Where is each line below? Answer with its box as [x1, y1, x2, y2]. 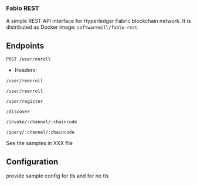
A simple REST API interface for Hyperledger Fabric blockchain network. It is [6, 18, 191, 25]
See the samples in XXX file [6, 140, 73, 147]
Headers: [14, 66, 37, 74]
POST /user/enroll [6, 56, 51, 62]
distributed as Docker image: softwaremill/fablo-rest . [6, 23, 140, 31]
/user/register [6, 99, 43, 105]
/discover [6, 109, 30, 115]
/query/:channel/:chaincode [6, 129, 75, 136]
